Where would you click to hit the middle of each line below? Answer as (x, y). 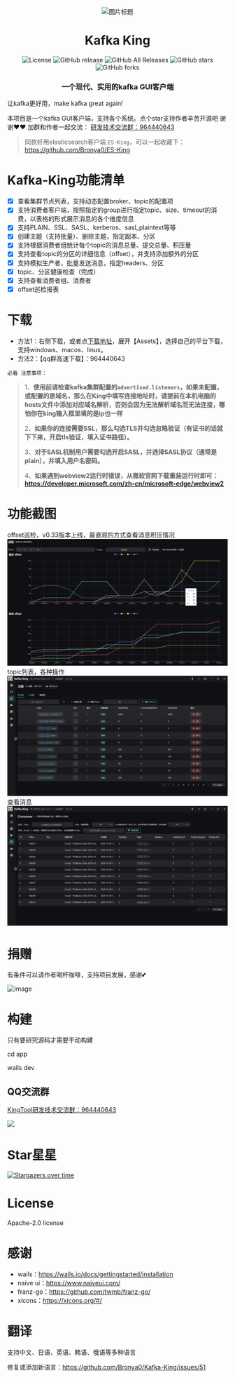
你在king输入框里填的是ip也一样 (77, 413)
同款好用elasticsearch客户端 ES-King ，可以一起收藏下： (105, 142)
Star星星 (32, 1155)
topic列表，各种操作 (36, 672)
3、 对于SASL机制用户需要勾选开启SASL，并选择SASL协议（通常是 (121, 452)
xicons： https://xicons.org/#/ (60, 1300)
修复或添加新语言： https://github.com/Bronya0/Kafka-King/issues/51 (107, 1367)
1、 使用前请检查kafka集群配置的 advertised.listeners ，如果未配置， (123, 387)
